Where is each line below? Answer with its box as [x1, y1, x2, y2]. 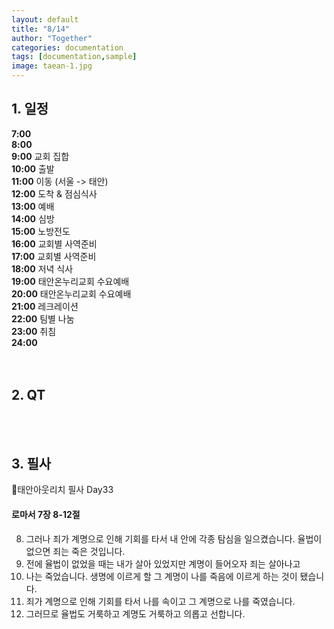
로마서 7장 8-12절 [11, 509, 81, 521]
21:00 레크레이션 [11, 300, 79, 312]
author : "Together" [11, 33, 93, 43]
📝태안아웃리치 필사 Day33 [11, 484, 114, 496]
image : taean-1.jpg [11, 61, 93, 71]
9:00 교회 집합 [11, 150, 70, 162]
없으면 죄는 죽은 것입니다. [25, 545, 126, 557]
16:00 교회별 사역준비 [11, 237, 98, 250]
